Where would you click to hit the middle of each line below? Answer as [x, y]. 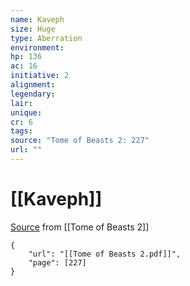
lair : [21, 103]
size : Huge [33, 29]
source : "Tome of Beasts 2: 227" [80, 141]
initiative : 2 [40, 76]
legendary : [33, 94]
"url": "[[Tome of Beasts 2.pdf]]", [105, 254]
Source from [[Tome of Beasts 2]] [80, 227]
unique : [26, 112]
